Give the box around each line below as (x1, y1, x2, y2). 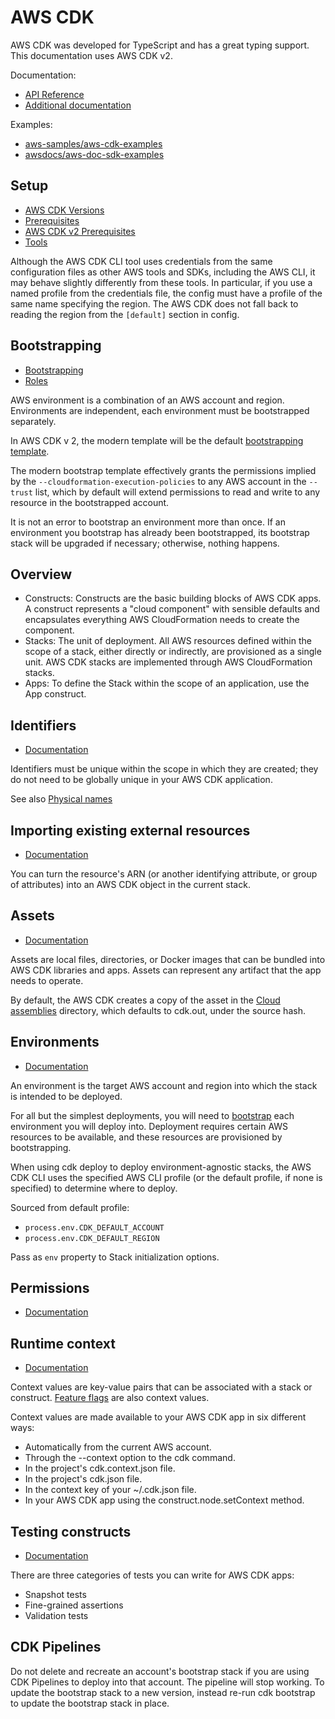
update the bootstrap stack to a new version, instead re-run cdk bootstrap (10, 1686, 316, 1698)
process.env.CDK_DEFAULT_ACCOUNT (24, 1222, 165, 1233)
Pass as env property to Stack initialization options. (10, 1251, 220, 1263)
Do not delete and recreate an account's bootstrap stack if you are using (10, 1665, 310, 1677)
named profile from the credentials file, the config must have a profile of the (10, 287, 323, 299)
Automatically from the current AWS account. (24, 1441, 212, 1453)
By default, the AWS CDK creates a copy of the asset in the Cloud (10, 994, 281, 1006)
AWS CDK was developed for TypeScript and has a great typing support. (10, 39, 310, 51)
